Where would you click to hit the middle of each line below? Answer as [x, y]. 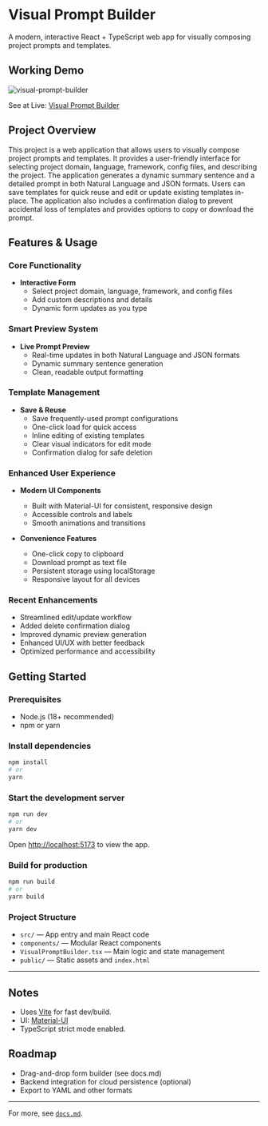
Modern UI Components [60, 491]
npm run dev [28, 814]
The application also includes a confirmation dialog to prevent [132, 201]
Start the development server [67, 798]
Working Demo [46, 71]
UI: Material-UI [44, 1020]
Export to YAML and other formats [76, 1090]
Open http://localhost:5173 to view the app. [79, 844]
